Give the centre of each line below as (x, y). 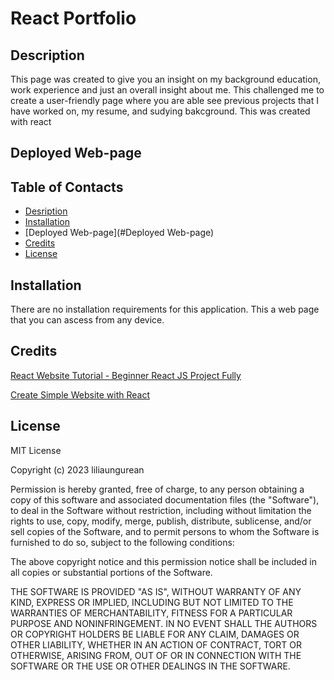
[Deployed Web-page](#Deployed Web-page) (119, 233)
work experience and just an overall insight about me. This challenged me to (167, 90)
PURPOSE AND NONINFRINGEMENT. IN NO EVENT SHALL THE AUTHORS (164, 623)
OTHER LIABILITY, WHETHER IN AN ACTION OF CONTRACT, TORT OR (156, 644)
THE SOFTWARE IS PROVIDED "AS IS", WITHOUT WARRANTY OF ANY (156, 591)
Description (47, 55)
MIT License (36, 450)
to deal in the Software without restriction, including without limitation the (161, 510)
